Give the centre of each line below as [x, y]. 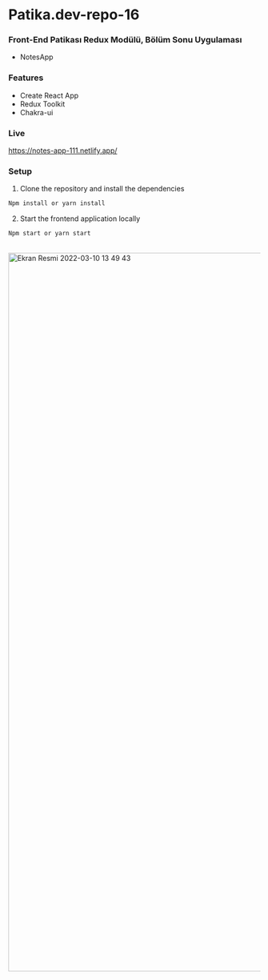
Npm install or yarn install [57, 203]
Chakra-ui [36, 112]
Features [26, 78]
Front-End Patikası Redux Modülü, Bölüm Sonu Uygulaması [125, 40]
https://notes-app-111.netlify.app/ [63, 151]
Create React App [49, 95]
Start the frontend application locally [80, 219]
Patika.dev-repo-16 [74, 15]
